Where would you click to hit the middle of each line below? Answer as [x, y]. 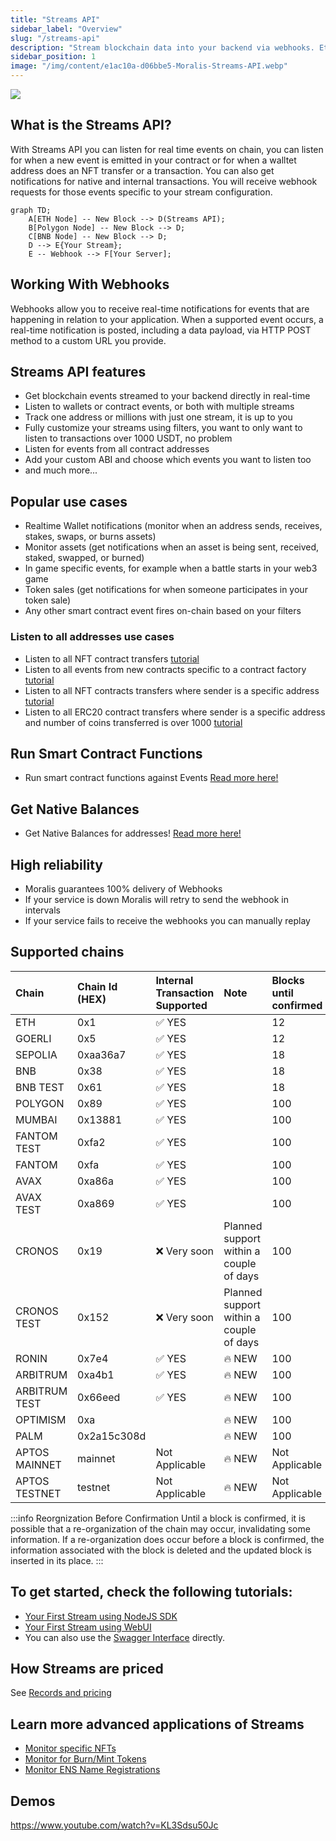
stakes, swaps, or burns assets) [90, 537]
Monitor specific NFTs [70, 1748]
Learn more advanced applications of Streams [157, 1724]
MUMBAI [36, 1119]
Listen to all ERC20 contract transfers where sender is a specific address [175, 712]
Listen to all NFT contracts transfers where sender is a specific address [172, 690]
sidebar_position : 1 [53, 57]
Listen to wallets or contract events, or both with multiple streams [159, 407]
